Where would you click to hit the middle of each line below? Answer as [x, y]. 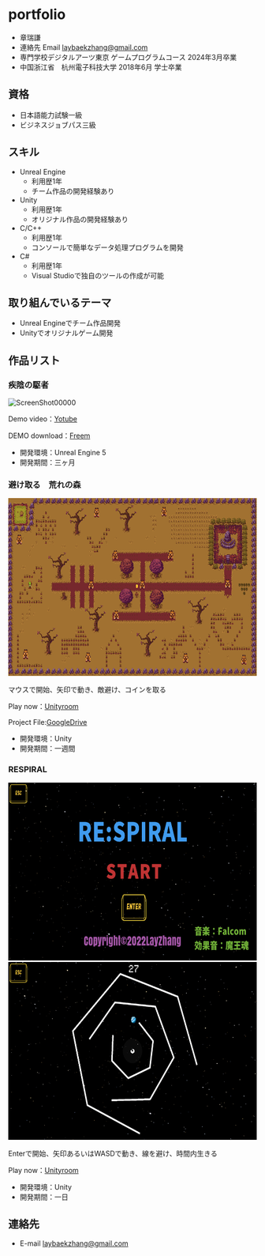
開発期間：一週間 [47, 749]
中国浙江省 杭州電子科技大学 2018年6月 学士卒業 [101, 67]
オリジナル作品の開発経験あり [80, 219]
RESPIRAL [28, 770]
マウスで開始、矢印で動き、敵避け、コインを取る [88, 690]
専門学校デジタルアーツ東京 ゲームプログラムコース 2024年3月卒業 [128, 57]
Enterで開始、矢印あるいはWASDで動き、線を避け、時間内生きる [113, 1153]
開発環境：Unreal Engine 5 [63, 453]
